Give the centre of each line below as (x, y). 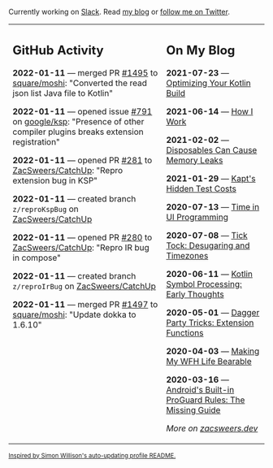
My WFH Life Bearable (209, 361)
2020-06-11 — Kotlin (210, 274)
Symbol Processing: (204, 284)
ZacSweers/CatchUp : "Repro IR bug (81, 247)
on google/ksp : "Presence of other (78, 121)
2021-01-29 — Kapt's (211, 178)
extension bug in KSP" (55, 180)
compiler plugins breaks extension (78, 132)
